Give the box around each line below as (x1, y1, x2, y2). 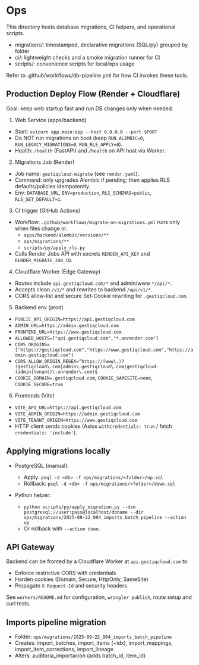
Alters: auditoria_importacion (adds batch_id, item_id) (14, 652, 146, 659)
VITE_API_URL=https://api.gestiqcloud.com (14, 405, 122, 411)
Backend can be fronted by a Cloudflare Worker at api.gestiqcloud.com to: (6, 558, 189, 565)
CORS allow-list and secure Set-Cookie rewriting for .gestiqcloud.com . (14, 292, 188, 299)
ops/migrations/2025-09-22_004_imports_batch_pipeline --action (23, 514, 187, 520)
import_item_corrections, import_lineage (14, 646, 114, 653)
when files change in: (14, 225, 68, 232)
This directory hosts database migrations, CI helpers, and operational (6, 23, 176, 30)
